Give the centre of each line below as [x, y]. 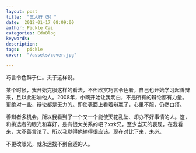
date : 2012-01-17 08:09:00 [40, 22]
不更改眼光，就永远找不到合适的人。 [50, 144]
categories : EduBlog [31, 33]
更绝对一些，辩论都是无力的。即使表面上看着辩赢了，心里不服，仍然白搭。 [95, 104]
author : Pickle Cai [30, 28]
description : [22, 44]
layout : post [22, 11]
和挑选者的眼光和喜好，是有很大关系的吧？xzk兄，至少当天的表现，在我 [92, 124]
